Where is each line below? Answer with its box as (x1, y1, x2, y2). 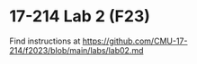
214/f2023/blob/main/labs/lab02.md (9, 44, 144, 55)
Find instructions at (9, 36, 81, 46)
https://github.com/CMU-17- (82, 36, 188, 46)
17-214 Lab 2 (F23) (9, 6, 151, 27)
